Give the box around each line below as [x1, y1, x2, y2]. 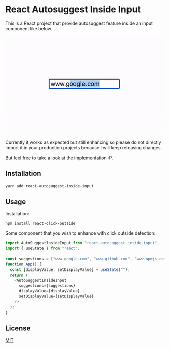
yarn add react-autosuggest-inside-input [5, 183, 94, 188]
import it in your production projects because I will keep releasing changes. [5, 144, 162, 150]
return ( [10, 273, 28, 278]
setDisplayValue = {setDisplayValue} [18, 294, 94, 299]
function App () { [5, 262, 42, 267]
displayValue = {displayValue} [18, 289, 80, 294]
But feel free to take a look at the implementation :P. [5, 154, 113, 161]
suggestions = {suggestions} [18, 283, 76, 288]
